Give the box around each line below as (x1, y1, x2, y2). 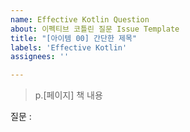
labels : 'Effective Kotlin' (10, 42, 128, 53)
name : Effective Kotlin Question (10, 14, 150, 25)
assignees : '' (10, 52, 70, 62)
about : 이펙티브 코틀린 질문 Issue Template (10, 24, 180, 34)
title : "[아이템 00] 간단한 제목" (10, 33, 138, 43)
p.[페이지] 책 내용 (34, 89, 103, 101)
